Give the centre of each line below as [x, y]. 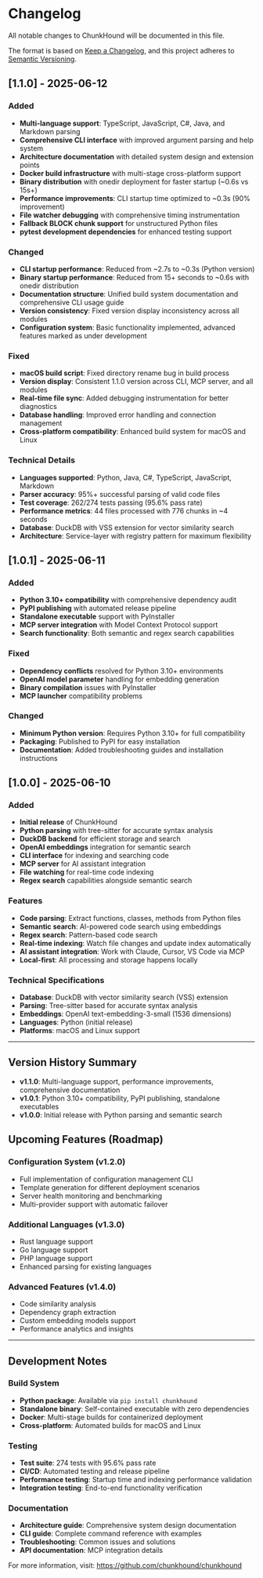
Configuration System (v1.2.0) [67, 1162]
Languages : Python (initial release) [76, 1022]
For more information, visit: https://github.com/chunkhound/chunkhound [125, 1565]
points [30, 165]
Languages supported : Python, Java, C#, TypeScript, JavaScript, [126, 477]
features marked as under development [83, 335]
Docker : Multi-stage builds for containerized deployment [111, 1417]
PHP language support [56, 1258]
